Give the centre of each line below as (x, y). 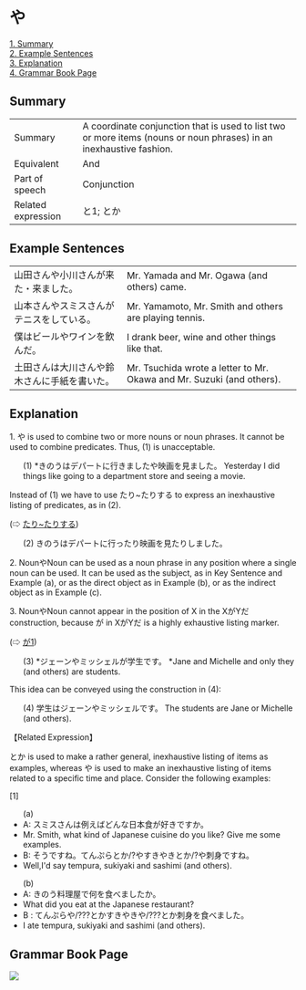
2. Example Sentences (51, 53)
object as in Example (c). (56, 592)
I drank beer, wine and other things (201, 337)
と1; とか (102, 211)
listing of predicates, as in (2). (65, 505)
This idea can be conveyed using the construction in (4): (115, 690)
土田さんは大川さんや (60, 367)
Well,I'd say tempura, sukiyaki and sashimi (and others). (127, 866)
